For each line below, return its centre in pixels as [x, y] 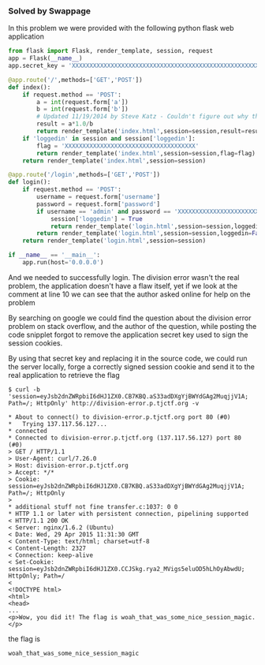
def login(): [30, 182]
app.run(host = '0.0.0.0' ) [63, 263]
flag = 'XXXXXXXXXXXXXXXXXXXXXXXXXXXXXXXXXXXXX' [118, 146]
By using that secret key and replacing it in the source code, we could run [128, 358]
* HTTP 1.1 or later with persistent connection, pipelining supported [128, 514]
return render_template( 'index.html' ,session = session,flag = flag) [146, 153]
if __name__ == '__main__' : [54, 255]
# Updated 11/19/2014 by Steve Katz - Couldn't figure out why [142, 117]
